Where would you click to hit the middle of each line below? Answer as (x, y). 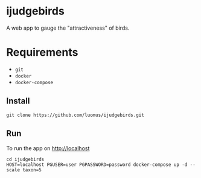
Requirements (42, 52)
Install (18, 101)
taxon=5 (32, 170)
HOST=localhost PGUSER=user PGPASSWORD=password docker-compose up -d (97, 165)
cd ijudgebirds (25, 159)
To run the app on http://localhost (48, 148)
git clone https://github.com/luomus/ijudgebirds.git (75, 115)
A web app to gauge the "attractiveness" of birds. (68, 28)
